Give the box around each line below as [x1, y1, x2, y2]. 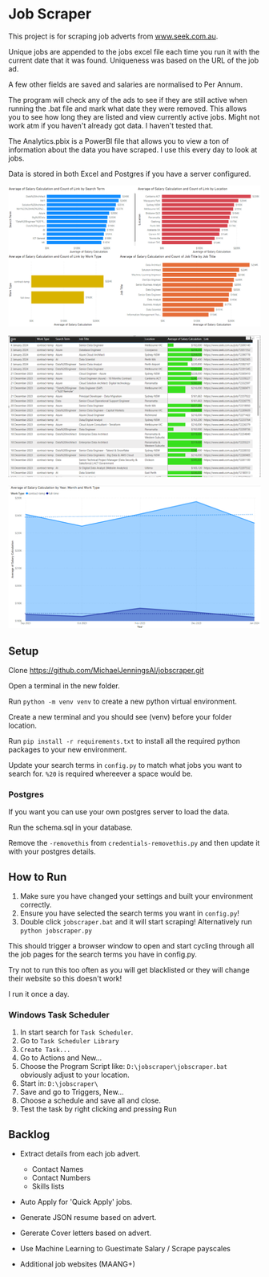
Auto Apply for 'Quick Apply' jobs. [19, 1197, 133, 1207]
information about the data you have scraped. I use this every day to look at [8, 145, 258, 154]
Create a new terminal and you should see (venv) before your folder [8, 712, 232, 722]
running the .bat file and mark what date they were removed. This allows [8, 104, 247, 113]
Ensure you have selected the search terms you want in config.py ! [19, 908, 240, 918]
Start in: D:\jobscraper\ [19, 1079, 98, 1088]
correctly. [19, 900, 52, 910]
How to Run [8, 870, 67, 883]
